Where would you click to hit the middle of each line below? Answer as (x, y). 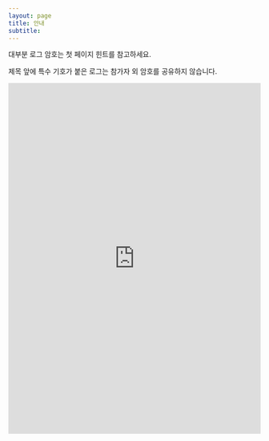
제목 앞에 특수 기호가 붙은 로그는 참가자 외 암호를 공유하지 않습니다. (113, 71)
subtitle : (25, 30)
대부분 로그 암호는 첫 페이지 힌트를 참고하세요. (80, 55)
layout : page (30, 16)
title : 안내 (27, 23)
